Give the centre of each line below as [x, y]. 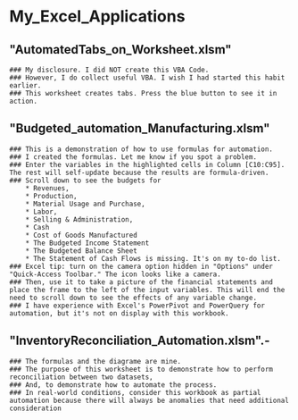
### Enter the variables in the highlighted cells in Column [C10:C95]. [147, 164]
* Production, [51, 196]
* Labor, [41, 212]
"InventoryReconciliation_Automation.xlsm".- [140, 341]
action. [24, 101]
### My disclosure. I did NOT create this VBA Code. [109, 70]
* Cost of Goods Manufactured [82, 235]
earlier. [25, 86]
